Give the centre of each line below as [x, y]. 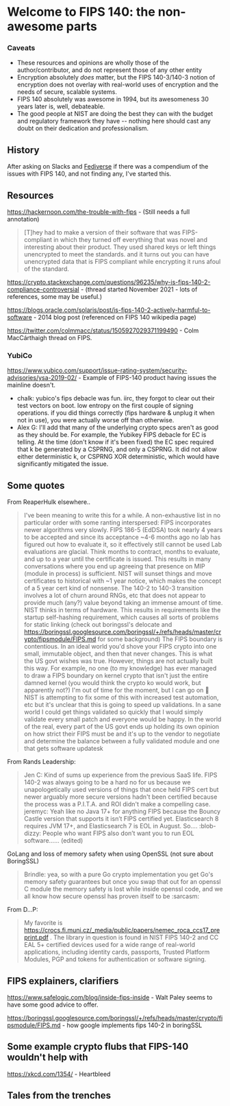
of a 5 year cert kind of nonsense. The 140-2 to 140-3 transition [114, 588]
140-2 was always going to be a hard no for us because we [107, 782]
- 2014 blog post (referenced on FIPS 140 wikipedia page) [115, 317]
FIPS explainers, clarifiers [63, 981]
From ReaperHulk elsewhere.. [49, 502]
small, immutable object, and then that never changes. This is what [118, 654]
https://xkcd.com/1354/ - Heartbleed [59, 1074]
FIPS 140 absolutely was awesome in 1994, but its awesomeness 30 [113, 99]
